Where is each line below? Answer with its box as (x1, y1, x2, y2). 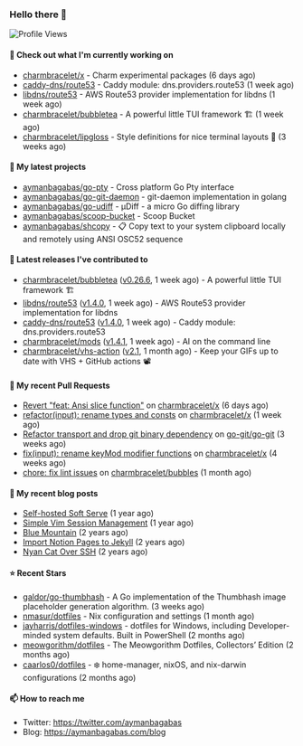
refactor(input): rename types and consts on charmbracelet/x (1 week (22, 410, 282, 420)
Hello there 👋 (9, 8, 68, 21)
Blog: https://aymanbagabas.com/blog (22, 726, 166, 737)
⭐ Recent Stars (9, 567, 67, 578)
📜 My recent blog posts (9, 487, 99, 498)
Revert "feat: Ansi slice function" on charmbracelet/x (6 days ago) (22, 400, 270, 411)
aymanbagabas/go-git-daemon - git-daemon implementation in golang (22, 191, 288, 202)
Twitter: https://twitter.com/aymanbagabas (22, 716, 183, 727)
